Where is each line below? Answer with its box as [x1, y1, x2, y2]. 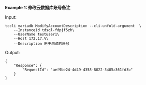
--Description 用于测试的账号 [14, 41, 70, 46]
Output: [5, 50, 20, 55]
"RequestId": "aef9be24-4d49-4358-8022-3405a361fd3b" [22, 67, 133, 72]
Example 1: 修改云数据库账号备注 [5, 5, 71, 10]
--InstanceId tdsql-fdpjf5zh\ [14, 28, 75, 33]
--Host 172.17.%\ [14, 36, 49, 41]
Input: [5, 14, 17, 20]
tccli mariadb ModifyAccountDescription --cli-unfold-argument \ [5, 24, 142, 28]
